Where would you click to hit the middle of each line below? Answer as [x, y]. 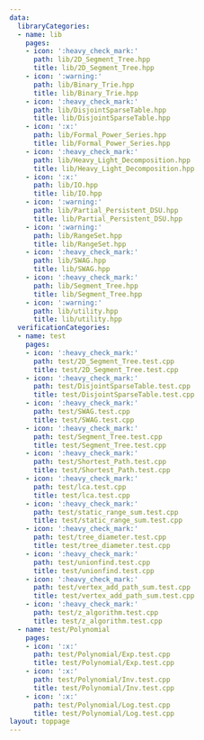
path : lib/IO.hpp [66, 186]
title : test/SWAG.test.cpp [84, 420]
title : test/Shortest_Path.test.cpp [102, 470]
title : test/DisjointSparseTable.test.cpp [114, 395]
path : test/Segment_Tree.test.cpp [98, 437]
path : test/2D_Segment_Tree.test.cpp [104, 361]
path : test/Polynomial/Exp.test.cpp [102, 654]
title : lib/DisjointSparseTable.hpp [102, 118]
